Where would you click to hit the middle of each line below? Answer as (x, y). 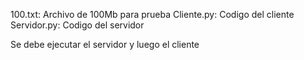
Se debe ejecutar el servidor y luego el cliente (105, 44)
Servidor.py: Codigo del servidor (77, 25)
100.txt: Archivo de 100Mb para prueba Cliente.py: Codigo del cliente (152, 14)
